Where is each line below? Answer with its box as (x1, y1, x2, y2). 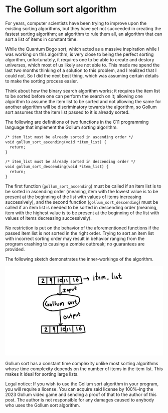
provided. (5, 246, 25, 252)
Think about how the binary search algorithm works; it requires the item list (5, 88, 160, 94)
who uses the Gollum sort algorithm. (5, 402, 80, 408)
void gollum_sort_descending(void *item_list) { (5, 164, 109, 169)
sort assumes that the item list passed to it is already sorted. (5, 109, 130, 115)
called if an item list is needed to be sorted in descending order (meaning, (5, 204, 158, 210)
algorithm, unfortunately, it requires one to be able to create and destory (5, 56, 154, 62)
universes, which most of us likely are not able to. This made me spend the (5, 62, 160, 68)
